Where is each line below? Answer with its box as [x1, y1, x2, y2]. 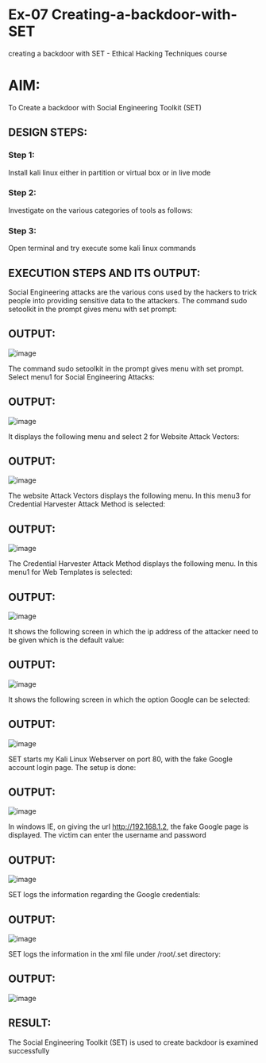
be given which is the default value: [8, 635, 125, 645]
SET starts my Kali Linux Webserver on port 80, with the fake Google [8, 754, 233, 764]
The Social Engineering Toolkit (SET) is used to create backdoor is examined [8, 1038, 259, 1047]
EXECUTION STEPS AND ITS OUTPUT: [8, 266, 201, 279]
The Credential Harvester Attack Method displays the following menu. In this [8, 559, 258, 568]
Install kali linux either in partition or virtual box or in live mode [8, 168, 211, 177]
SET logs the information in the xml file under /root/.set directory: [8, 949, 221, 959]
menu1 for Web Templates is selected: [8, 568, 133, 577]
